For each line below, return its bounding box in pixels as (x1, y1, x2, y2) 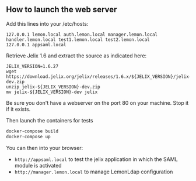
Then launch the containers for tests (6, 117, 93, 124)
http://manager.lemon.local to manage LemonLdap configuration (14, 168, 173, 175)
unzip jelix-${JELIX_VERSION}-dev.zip (6, 84, 100, 90)
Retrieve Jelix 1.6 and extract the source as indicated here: (6, 52, 147, 59)
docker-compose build (6, 128, 59, 134)
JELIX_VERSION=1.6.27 (6, 63, 59, 69)
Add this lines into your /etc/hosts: (6, 20, 89, 27)
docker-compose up (6, 134, 51, 139)
